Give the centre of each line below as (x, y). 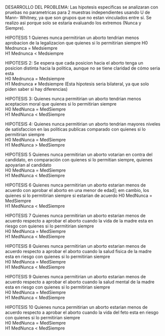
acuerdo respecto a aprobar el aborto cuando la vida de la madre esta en (79, 221)
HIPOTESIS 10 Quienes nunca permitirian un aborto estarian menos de (76, 307)
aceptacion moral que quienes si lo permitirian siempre (61, 104)
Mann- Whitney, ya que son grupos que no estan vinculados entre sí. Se (78, 18)
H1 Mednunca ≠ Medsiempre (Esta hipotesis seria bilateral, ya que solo (77, 84)
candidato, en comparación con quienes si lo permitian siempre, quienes (79, 160)
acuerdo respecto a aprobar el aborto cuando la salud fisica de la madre (78, 251)
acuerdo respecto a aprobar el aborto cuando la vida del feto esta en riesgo (82, 312)
